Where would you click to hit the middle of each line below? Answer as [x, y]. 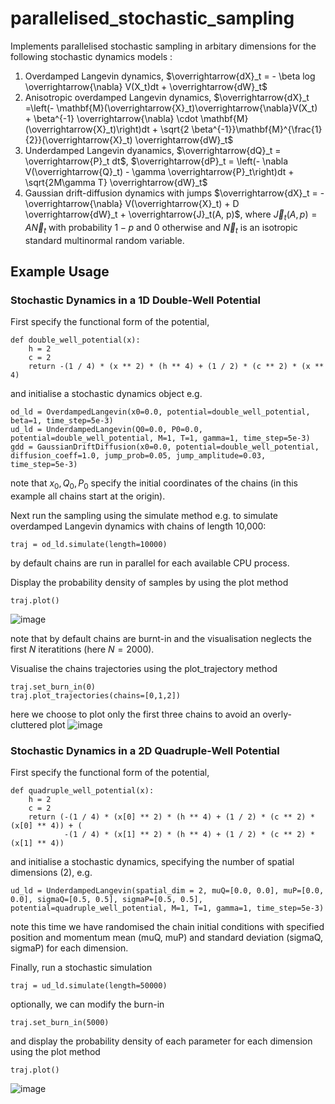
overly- [277, 714]
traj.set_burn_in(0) [53, 687]
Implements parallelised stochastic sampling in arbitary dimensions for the [163, 46]
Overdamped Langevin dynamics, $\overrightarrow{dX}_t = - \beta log [170, 76]
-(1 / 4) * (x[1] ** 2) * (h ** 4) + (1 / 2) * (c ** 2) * [189, 835]
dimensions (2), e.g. [51, 873]
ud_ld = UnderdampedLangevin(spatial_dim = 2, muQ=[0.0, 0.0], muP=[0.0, [167, 891]
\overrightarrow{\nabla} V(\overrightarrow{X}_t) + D [132, 203]
